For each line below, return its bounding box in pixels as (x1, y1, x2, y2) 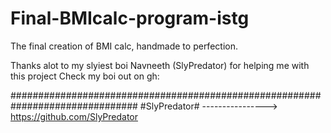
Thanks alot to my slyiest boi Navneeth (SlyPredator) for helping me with (10, 59, 310, 71)
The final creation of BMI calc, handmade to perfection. (10, 40, 238, 52)
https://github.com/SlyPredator (10, 110, 139, 122)
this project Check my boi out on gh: (10, 70, 160, 82)
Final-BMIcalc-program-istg (10, 7, 250, 30)
